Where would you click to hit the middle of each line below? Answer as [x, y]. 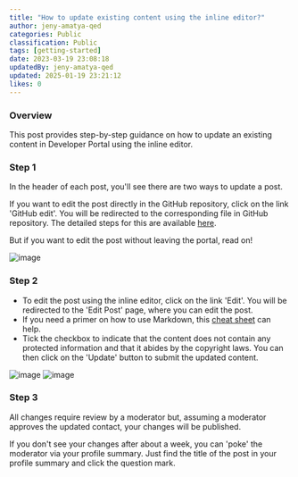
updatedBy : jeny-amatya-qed [62, 68]
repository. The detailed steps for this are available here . [113, 223]
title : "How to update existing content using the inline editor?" [137, 17]
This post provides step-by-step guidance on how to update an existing [141, 134]
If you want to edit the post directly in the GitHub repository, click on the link [149, 204]
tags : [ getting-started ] [55, 51]
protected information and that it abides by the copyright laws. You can [153, 347]
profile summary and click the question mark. [92, 463]
